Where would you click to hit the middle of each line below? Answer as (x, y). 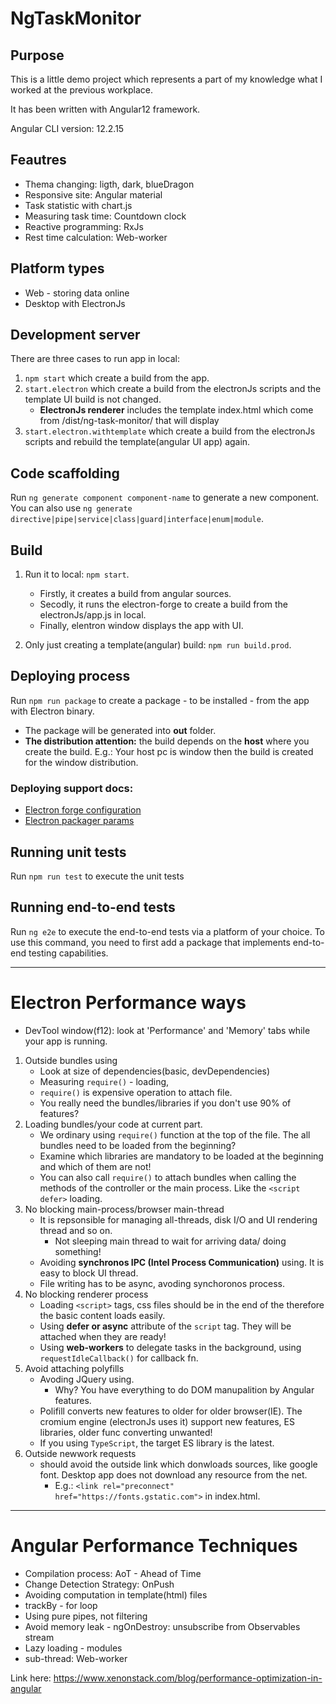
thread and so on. (76, 1230)
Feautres (38, 160)
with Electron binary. (52, 711)
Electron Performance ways (128, 1002)
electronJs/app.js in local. (93, 615)
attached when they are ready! (103, 1336)
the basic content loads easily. (102, 1315)
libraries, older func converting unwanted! (126, 1432)
